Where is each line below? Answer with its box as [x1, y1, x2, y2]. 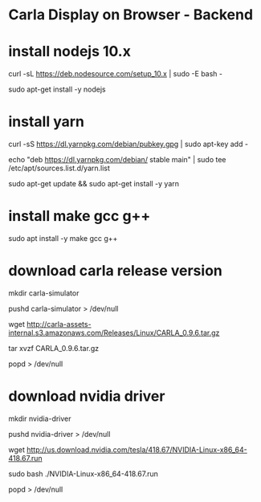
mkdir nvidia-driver [8, 414, 71, 423]
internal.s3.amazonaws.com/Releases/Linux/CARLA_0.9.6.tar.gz [8, 328, 220, 337]
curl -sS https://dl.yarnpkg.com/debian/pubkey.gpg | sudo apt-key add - [8, 139, 249, 149]
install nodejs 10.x [8, 43, 131, 61]
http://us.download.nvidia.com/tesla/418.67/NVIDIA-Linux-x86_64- [27, 444, 247, 455]
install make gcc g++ [8, 207, 151, 226]
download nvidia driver [8, 387, 165, 406]
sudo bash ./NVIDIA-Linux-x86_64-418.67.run [8, 468, 159, 479]
